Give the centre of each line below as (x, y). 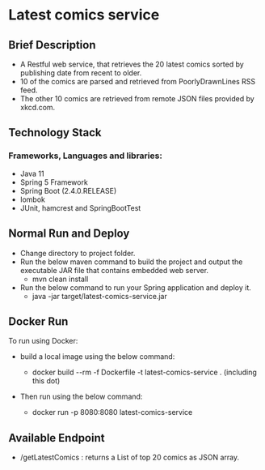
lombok (33, 199)
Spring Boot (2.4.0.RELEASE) (68, 190)
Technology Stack (55, 132)
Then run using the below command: (81, 397)
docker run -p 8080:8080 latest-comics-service (112, 412)
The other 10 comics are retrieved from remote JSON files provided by (137, 98)
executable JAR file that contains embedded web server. (114, 270)
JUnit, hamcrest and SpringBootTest (80, 207)
